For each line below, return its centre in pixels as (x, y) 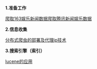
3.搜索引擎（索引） (25, 51)
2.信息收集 (16, 29)
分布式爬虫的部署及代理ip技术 (36, 40)
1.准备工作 (16, 8)
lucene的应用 (19, 61)
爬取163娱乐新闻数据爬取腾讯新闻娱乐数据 (48, 19)
